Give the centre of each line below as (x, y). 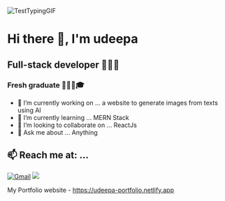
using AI (29, 110)
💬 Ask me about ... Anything (57, 132)
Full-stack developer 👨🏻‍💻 (64, 65)
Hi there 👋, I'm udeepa (73, 39)
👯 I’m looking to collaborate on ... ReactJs (77, 125)
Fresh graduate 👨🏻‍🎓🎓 (46, 85)
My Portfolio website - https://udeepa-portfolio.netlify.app (91, 190)
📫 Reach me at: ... (48, 155)
